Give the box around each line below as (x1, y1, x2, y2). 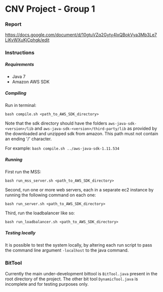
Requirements (5, 62, 34, 67)
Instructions (5, 49, 35, 56)
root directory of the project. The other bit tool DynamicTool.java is (5, 276, 138, 282)
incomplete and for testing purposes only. (5, 281, 89, 287)
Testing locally (5, 229, 36, 235)
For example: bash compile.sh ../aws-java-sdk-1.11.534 (5, 146, 120, 151)
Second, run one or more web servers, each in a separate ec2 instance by (5, 187, 154, 193)
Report (5, 21, 22, 28)
